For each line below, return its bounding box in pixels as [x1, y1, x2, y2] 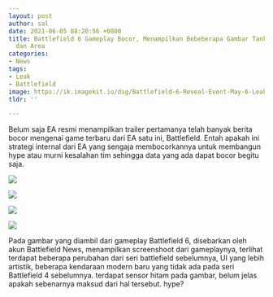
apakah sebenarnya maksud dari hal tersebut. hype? [8, 279, 184, 289]
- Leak [8, 72, 31, 81]
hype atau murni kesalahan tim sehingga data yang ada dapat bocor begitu [8, 151, 260, 160]
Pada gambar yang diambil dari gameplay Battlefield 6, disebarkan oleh [8, 236, 248, 246]
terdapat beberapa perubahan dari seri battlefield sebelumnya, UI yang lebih [8, 253, 265, 263]
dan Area [15, 42, 45, 50]
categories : [8, 50, 49, 58]
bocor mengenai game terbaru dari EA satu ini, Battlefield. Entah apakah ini [8, 133, 260, 143]
